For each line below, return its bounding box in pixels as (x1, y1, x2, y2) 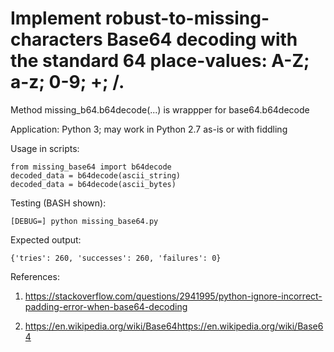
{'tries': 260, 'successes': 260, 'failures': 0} (10, 253, 222, 263)
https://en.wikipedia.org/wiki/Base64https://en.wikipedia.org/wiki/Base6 (24, 320, 324, 332)
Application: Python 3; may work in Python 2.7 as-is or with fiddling (10, 123, 288, 135)
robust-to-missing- (104, 7, 270, 30)
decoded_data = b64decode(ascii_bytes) (10, 179, 177, 189)
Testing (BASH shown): (10, 197, 107, 209)
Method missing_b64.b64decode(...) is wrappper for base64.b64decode (10, 103, 310, 116)
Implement (10, 7, 102, 30)
